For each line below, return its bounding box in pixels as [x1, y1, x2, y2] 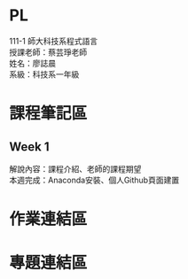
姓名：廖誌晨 [9, 58, 56, 68]
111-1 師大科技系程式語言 [9, 35, 98, 46]
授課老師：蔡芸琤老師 [9, 46, 87, 58]
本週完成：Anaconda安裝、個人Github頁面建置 [9, 174, 180, 185]
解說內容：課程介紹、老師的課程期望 [9, 163, 142, 174]
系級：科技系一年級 [9, 68, 80, 80]
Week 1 [9, 139, 50, 154]
